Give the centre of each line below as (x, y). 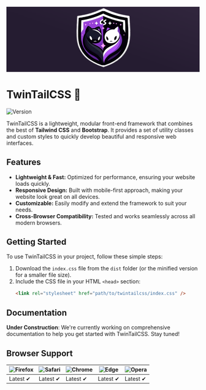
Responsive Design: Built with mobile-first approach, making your (99, 190)
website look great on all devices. (57, 196)
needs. (24, 210)
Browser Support (40, 353)
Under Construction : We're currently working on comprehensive (88, 327)
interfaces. (20, 143)
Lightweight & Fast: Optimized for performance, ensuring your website (105, 177)
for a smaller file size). (43, 275)
